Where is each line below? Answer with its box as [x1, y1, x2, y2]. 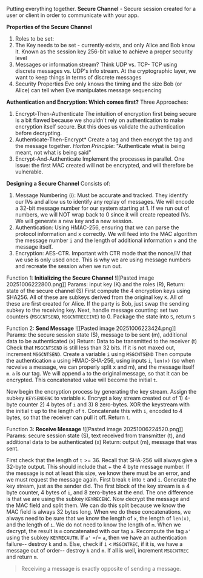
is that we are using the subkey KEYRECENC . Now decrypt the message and [6, 496, 190, 502]
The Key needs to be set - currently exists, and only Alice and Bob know [15, 42, 196, 49]
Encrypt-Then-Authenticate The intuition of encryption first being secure [15, 110, 197, 117]
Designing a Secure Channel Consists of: [6, 180, 111, 187]
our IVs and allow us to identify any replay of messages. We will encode [15, 198, 195, 205]
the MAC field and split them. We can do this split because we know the [6, 502, 186, 509]
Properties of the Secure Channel [6, 24, 92, 30]
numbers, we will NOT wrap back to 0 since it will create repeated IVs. [15, 211, 191, 218]
